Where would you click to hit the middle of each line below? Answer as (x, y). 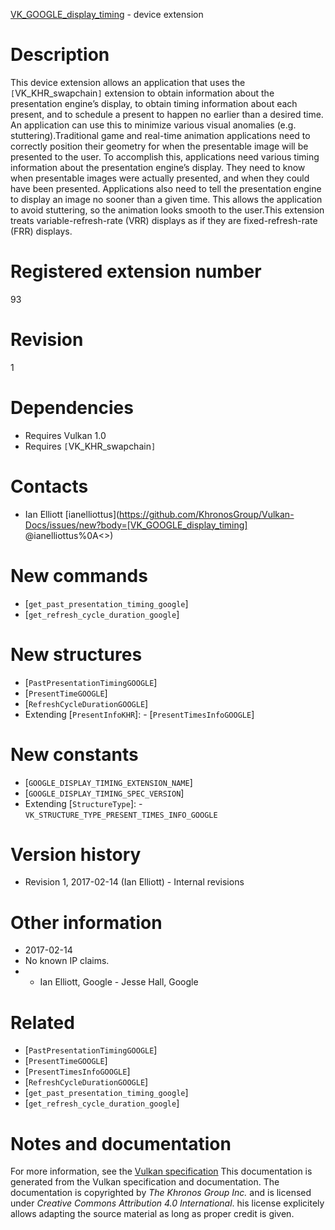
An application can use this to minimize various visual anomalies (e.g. (153, 125)
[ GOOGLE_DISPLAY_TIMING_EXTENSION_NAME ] (108, 782)
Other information (86, 922)
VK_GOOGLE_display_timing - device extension (107, 14)
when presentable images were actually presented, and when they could (160, 178)
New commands (79, 575)
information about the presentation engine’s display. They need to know (158, 167)
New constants (74, 754)
